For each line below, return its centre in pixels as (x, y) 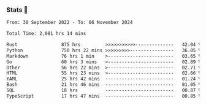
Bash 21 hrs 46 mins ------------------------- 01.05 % (104, 85)
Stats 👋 (17, 10)
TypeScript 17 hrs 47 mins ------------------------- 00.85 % (104, 96)
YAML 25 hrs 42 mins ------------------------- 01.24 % (104, 79)
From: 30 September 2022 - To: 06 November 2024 (70, 23)
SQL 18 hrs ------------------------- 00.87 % (104, 91)
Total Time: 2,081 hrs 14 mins (46, 34)
